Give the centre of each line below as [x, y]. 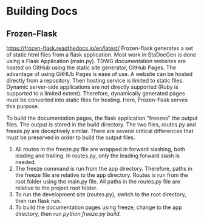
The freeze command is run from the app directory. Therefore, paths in [104, 169]
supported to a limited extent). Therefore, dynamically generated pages [96, 93]
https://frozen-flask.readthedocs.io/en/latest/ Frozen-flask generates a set [100, 48]
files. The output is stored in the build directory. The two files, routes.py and [101, 125]
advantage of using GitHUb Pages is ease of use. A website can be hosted [100, 74]
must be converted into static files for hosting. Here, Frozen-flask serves [97, 100]
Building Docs [42, 11]
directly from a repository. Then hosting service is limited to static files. [95, 81]
